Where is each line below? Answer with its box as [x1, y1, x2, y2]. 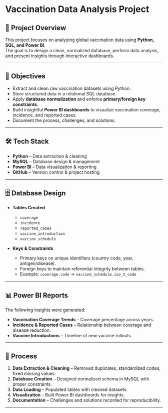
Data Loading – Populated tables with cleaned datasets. [12, 386, 128, 392]
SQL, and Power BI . [5, 42, 46, 48]
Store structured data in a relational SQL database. [12, 90, 117, 96]
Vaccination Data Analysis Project [5, 4, 149, 15]
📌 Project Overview [5, 24, 66, 32]
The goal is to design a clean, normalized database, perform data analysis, [5, 48, 159, 53]
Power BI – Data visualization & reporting [12, 164, 96, 170]
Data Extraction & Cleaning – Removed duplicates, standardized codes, [12, 365, 161, 371]
